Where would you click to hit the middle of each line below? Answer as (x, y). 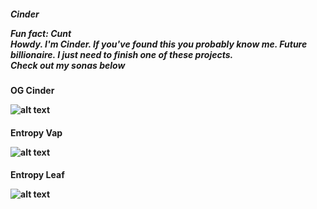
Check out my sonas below (68, 65)
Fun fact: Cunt (41, 33)
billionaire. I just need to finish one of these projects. (122, 54)
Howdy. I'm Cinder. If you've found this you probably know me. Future (159, 44)
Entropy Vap (36, 132)
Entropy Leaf (37, 175)
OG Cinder (32, 90)
